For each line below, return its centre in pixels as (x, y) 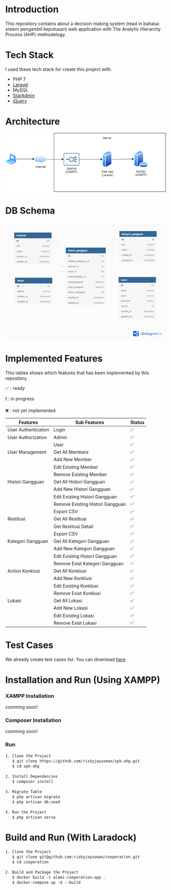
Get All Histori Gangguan (79, 482)
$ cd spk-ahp (26, 766)
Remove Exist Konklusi (77, 593)
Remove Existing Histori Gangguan (90, 504)
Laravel (20, 84)
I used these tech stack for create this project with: (59, 69)
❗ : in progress (20, 399)
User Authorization (27, 437)
